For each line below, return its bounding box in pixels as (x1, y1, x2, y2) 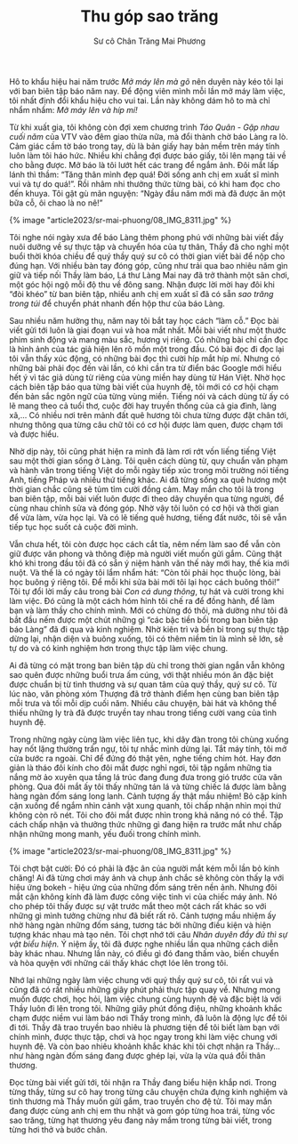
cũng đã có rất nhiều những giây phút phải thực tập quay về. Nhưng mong (9, 984, 281, 995)
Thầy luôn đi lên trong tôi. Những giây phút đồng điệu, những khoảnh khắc (9, 1003, 283, 1013)
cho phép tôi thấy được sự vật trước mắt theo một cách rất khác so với (9, 900, 267, 911)
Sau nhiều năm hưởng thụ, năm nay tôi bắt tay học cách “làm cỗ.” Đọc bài (9, 315, 279, 326)
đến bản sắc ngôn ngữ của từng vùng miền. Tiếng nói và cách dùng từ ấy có (9, 391, 289, 401)
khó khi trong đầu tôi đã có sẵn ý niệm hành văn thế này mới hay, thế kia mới (9, 558, 290, 568)
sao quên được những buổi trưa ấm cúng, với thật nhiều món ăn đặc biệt (9, 669, 274, 680)
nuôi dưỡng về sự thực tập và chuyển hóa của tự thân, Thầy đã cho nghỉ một (9, 241, 289, 252)
